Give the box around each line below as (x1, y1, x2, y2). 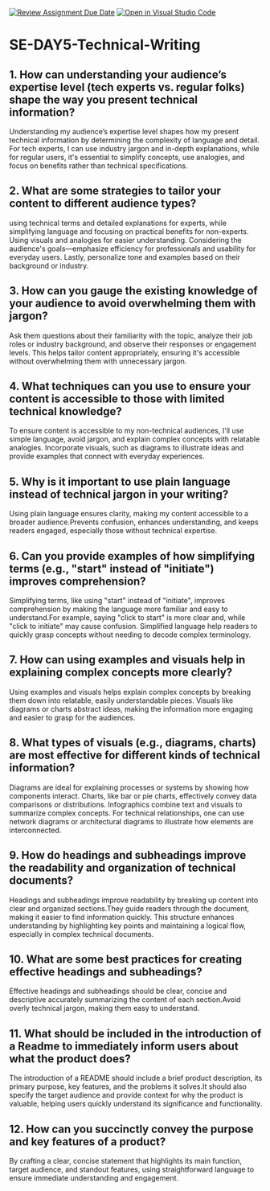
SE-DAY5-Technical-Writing (9, 36, 201, 54)
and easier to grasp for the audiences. (9, 713, 136, 722)
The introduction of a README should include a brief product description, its (9, 1074, 263, 1083)
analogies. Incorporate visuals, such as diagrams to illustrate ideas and (9, 443, 244, 453)
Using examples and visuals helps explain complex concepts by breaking (9, 687, 252, 696)
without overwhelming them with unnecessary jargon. (9, 356, 187, 366)
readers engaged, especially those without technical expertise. (9, 526, 218, 536)
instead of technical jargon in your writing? (9, 487, 229, 501)
